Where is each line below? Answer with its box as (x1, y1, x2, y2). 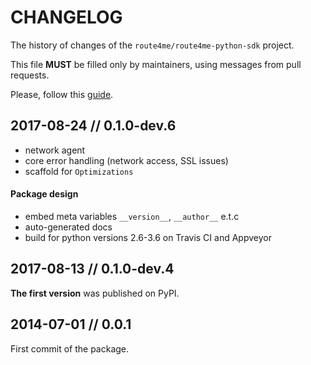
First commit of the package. (10, 342, 130, 355)
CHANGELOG (10, 6, 123, 29)
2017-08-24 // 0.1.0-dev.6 (10, 117, 177, 135)
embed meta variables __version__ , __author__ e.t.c (24, 210, 240, 222)
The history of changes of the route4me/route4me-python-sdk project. (10, 39, 295, 51)
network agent (24, 144, 86, 156)
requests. (10, 69, 50, 81)
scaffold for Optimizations (24, 165, 134, 177)
